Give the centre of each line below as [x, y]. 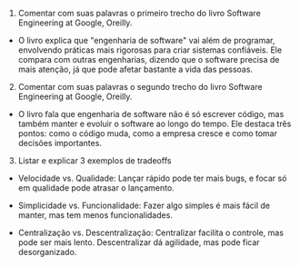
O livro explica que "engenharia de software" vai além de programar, [146, 40]
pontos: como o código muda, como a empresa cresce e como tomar [147, 133]
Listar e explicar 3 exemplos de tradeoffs [95, 161]
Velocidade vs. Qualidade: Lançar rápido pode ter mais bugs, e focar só [152, 178]
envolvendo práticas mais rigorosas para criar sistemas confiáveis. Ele [150, 50]
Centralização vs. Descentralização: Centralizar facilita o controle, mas [151, 232]
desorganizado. [47, 252]
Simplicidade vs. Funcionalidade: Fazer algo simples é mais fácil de [144, 205]
